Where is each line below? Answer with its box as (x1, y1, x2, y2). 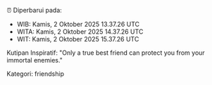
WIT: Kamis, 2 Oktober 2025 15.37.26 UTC (16, 35, 139, 43)
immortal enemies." (6, 56, 63, 64)
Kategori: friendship (6, 70, 65, 78)
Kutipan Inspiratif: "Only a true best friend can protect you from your (6, 48, 205, 57)
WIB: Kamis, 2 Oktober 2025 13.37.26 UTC (16, 20, 140, 28)
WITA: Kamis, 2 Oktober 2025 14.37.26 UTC (16, 27, 144, 36)
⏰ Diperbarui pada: (6, 6, 63, 14)
